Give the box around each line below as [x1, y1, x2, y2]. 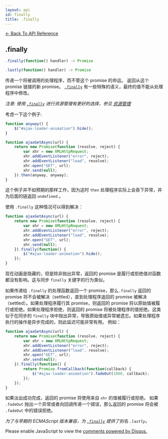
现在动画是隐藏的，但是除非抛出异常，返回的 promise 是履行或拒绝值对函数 [5, 270, 161, 277]
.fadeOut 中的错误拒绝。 [5, 407, 56, 413]
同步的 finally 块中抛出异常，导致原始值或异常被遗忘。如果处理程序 [18, 313, 160, 319]
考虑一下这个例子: [5, 111, 42, 117]
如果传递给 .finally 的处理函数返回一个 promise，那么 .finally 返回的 [5, 287, 151, 294]
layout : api [5, 7, 30, 13]
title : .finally [5, 17, 39, 22]
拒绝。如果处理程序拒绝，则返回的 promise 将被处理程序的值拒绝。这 [14, 307, 157, 313]
